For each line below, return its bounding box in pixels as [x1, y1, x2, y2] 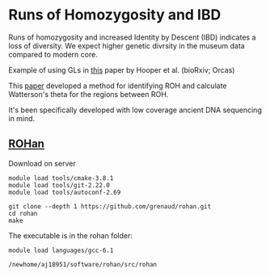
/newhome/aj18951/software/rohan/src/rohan [8, 260, 158, 268]
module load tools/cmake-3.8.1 [8, 174, 114, 183]
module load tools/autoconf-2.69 [8, 188, 121, 196]
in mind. [8, 113, 36, 123]
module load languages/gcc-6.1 [8, 246, 114, 254]
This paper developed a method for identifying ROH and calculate [8, 81, 227, 90]
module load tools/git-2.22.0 [8, 181, 111, 189]
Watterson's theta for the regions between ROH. [8, 89, 169, 99]
